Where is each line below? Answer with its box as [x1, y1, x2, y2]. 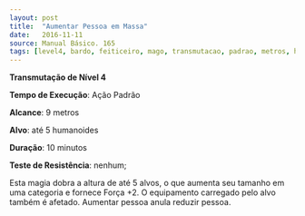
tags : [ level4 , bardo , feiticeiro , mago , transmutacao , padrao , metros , [9, 47, 290, 56]
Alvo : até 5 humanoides [9, 124, 99, 136]
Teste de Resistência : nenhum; [9, 160, 127, 171]
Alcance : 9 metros [9, 107, 80, 118]
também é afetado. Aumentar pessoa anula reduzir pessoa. [9, 197, 231, 208]
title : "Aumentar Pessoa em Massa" [9, 22, 148, 31]
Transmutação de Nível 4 [9, 72, 106, 83]
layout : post [9, 13, 59, 23]
